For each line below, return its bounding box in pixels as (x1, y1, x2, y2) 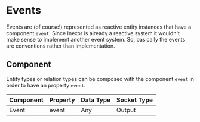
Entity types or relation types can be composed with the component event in (6, 75, 194, 82)
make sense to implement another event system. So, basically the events (6, 36, 186, 43)
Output (116, 105, 136, 114)
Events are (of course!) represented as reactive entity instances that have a (6, 23, 192, 30)
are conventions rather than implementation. (6, 42, 115, 49)
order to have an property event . (6, 82, 86, 89)
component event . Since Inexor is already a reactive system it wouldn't (6, 29, 180, 36)
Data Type (81, 96, 111, 104)
